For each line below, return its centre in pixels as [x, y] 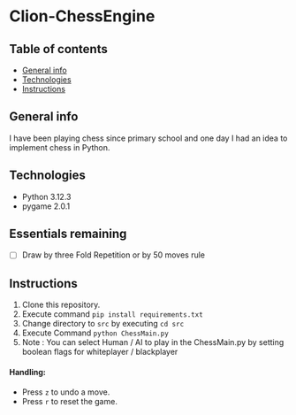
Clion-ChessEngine [82, 16]
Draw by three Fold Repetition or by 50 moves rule [114, 255]
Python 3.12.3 [46, 196]
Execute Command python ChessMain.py [95, 333]
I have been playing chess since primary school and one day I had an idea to [148, 138]
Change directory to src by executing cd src [103, 324]
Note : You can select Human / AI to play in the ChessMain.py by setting [153, 342]
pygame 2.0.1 [46, 206]
